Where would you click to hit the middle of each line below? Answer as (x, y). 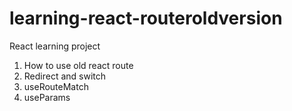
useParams (47, 97)
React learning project (55, 46)
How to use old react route (78, 65)
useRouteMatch (56, 86)
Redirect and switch (65, 76)
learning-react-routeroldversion (146, 18)
